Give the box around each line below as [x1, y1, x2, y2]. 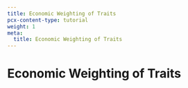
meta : [7, 29, 23, 37]
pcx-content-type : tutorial [7, 17, 89, 24]
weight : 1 [7, 23, 36, 30]
